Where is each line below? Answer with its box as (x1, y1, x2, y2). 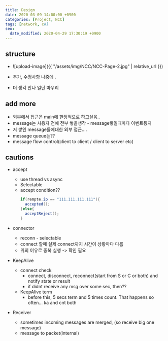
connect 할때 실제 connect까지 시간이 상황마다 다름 (20, 241, 123, 247)
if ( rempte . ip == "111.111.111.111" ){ (20, 197, 100, 202)
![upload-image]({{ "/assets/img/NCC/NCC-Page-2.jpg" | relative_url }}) (12, 63, 163, 69)
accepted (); (24, 201, 50, 207)
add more (5, 99, 37, 108)
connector (12, 225, 35, 231)
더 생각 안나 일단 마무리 (12, 84, 59, 90)
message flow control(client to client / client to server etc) (12, 138, 133, 145)
